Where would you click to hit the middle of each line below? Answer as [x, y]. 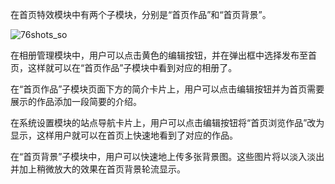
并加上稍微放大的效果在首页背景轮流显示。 [98, 169]
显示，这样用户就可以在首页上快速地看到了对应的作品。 [124, 135]
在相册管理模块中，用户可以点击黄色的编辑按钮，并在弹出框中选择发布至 [159, 55]
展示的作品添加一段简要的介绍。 [76, 101]
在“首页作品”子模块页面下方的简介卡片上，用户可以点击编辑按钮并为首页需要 [167, 89]
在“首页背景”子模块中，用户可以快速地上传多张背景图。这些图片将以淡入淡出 [167, 156]
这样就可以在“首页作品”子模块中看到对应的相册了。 [132, 67]
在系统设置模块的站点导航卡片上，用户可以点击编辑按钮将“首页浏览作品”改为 [167, 122]
